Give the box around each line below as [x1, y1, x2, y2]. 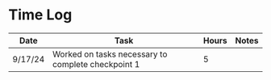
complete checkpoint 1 [52, 58, 140, 69]
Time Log [8, 6, 73, 24]
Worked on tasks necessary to [52, 48, 168, 60]
